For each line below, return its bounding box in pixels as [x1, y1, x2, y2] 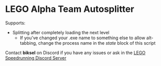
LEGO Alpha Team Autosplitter [5, 3, 134, 15]
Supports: [5, 20, 26, 26]
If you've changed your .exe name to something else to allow [19, 35, 145, 41]
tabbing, [19, 40, 37, 46]
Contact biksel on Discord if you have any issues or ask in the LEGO [5, 50, 146, 56]
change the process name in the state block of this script [38, 40, 156, 46]
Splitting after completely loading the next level [12, 29, 109, 35]
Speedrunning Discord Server [5, 55, 66, 61]
